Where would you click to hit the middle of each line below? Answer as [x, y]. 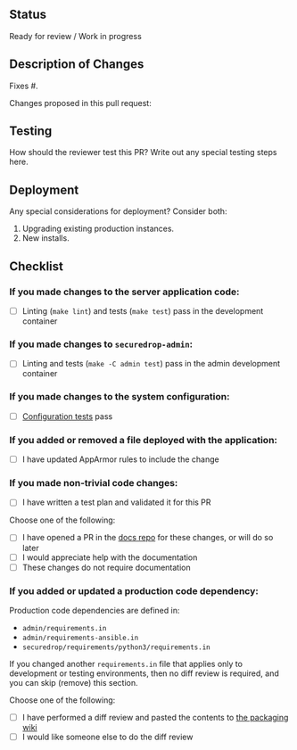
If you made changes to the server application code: [124, 292]
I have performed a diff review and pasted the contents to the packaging [155, 717]
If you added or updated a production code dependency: [134, 590]
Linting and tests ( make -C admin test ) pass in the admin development [151, 364]
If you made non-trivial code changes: [94, 483]
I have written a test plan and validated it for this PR [116, 502]
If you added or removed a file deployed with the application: [144, 440]
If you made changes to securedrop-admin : [101, 344]
